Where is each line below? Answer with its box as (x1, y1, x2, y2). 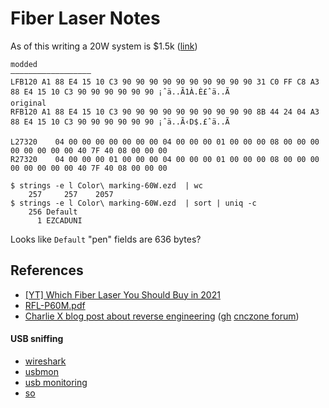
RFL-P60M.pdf (24, 299, 86, 311)
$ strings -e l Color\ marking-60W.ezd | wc (10, 180, 203, 191)
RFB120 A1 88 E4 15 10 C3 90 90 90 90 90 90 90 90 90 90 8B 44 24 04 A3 (10, 107, 320, 117)
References (10, 262, 84, 279)
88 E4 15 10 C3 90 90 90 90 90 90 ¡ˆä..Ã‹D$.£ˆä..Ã (10, 117, 230, 127)
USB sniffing (10, 333, 64, 345)
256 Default (28, 207, 78, 217)
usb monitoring (24, 376, 88, 388)
